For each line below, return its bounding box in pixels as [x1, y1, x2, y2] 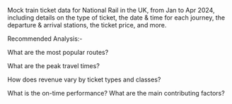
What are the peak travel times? [7, 62, 100, 70]
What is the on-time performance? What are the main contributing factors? [7, 89, 225, 97]
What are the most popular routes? [7, 48, 109, 56]
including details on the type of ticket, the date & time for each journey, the [7, 13, 225, 22]
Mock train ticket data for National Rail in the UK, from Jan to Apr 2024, [7, 6, 215, 14]
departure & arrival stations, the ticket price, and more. [7, 21, 167, 29]
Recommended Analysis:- [7, 34, 83, 43]
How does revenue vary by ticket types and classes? [7, 75, 161, 84]
